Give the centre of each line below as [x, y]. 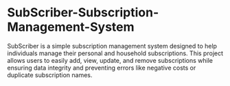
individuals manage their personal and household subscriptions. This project [115, 53]
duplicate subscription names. [50, 75]
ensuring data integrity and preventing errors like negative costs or [102, 68]
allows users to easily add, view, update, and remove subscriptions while [110, 60]
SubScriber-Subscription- [83, 13]
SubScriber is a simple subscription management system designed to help [112, 46]
